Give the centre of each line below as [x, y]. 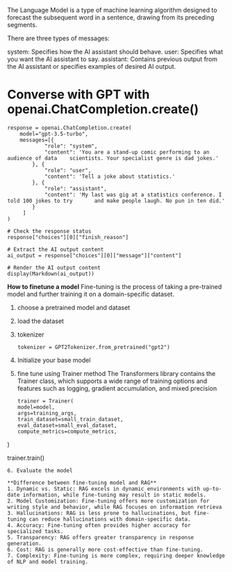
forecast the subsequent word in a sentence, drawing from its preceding [111, 17]
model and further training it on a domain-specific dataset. [91, 294]
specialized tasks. [35, 531]
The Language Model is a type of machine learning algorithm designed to [112, 10]
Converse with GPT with [78, 95]
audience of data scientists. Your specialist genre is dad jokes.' [113, 158]
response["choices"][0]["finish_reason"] [68, 237]
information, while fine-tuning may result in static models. [115, 495]
